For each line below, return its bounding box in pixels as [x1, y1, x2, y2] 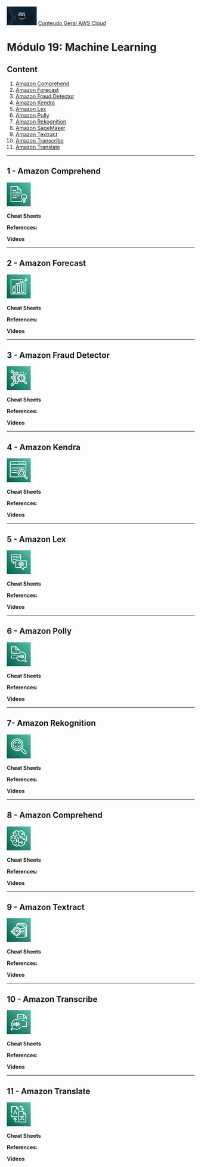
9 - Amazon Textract [7, 902, 85, 912]
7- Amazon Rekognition [7, 718, 96, 728]
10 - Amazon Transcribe [7, 994, 98, 1004]
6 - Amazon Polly [7, 626, 72, 636]
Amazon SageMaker [15, 125, 66, 131]
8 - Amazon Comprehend [7, 810, 103, 821]
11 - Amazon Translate [7, 1086, 91, 1096]
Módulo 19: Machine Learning [7, 41, 157, 54]
